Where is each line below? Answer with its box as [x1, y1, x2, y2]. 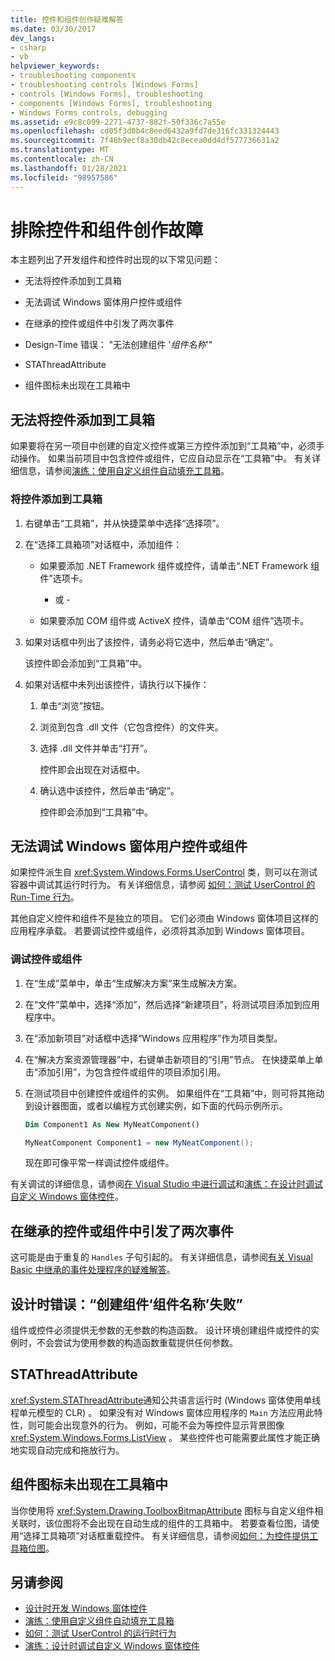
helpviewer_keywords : [10, 61, 101, 71]
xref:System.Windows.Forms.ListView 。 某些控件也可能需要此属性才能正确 [10, 1431, 320, 1443]
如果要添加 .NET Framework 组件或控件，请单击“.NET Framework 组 [39, 559, 320, 571]
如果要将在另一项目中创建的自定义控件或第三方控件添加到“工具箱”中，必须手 [10, 440, 325, 452]
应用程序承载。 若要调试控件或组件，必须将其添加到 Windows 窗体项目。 [10, 925, 310, 937]
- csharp [10, 42, 47, 53]
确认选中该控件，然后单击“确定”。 [39, 784, 180, 796]
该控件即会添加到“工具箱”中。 [24, 657, 148, 669]
